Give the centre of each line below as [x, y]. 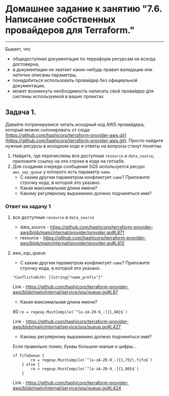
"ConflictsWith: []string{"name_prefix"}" [58, 278]
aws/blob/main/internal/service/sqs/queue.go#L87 [65, 292]
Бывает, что [18, 49]
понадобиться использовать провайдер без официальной [75, 80]
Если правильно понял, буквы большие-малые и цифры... [75, 346]
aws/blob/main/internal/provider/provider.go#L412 [72, 243]
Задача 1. [21, 112]
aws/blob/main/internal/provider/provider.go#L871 [72, 232]
